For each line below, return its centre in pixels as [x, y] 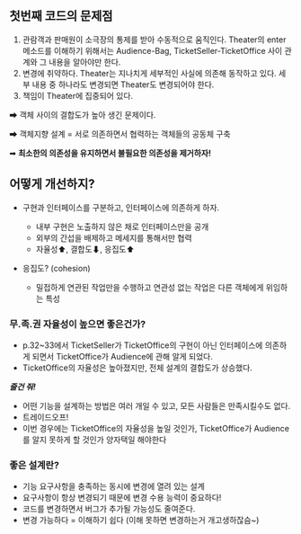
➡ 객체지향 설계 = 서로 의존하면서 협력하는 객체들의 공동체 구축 [120, 134]
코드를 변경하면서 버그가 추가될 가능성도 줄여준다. [109, 509]
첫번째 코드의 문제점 [61, 16]
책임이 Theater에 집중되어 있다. [77, 95]
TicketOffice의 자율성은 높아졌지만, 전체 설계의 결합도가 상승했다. [137, 368]
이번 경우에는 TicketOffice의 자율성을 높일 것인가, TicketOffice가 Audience [156, 428]
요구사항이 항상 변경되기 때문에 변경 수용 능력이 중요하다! [122, 498]
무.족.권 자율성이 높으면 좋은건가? [78, 324]
